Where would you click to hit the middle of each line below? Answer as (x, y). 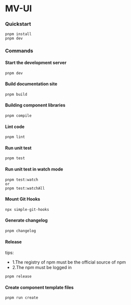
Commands (19, 51)
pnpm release (18, 276)
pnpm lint (15, 137)
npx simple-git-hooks (27, 209)
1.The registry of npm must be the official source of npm (69, 262)
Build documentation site (31, 84)
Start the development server (36, 63)
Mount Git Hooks (23, 199)
